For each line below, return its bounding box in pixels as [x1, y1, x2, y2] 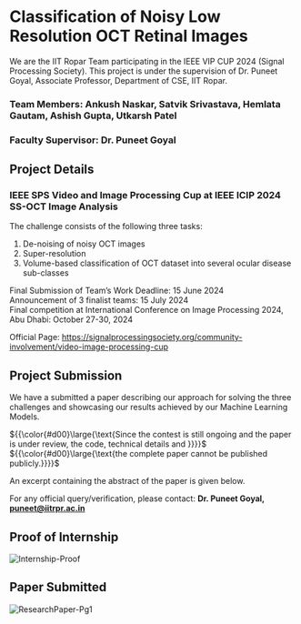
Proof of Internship [9, 529, 119, 545]
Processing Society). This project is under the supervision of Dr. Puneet [9, 65, 278, 76]
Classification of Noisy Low [9, 6, 221, 27]
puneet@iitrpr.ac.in [9, 503, 85, 514]
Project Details [9, 162, 95, 177]
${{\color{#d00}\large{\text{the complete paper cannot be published [9, 448, 268, 459]
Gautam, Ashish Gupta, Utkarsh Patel [9, 109, 177, 122]
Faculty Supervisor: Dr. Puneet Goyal [9, 134, 176, 146]
